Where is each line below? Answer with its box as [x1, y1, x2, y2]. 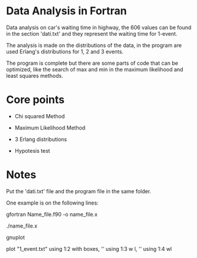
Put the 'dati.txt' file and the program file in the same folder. [6, 187, 151, 194]
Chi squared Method [14, 112, 65, 119]
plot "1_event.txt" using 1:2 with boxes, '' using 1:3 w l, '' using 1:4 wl [6, 245, 172, 252]
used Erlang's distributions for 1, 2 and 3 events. [6, 48, 124, 55]
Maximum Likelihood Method [14, 124, 86, 131]
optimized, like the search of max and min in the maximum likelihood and [6, 65, 183, 73]
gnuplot [6, 234, 25, 241]
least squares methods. [6, 72, 63, 79]
